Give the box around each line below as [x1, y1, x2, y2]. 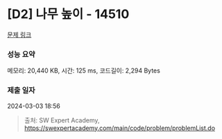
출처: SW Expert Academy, [24, 115, 100, 124]
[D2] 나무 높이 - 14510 [7, 6, 130, 22]
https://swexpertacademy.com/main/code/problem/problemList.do [24, 124, 216, 132]
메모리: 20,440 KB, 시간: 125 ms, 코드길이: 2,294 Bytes [7, 66, 161, 75]
